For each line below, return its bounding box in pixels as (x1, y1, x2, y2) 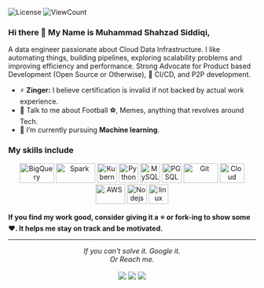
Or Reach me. (109, 254, 155, 264)
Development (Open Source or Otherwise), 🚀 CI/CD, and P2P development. (8, 70, 251, 79)
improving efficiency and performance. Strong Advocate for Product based (8, 61, 251, 71)
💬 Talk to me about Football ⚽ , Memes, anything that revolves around (19, 106, 244, 115)
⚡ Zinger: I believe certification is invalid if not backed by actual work (19, 86, 244, 95)
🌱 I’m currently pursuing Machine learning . (19, 126, 159, 135)
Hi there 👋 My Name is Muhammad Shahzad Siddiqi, (8, 27, 211, 38)
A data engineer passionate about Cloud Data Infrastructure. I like (8, 45, 221, 54)
